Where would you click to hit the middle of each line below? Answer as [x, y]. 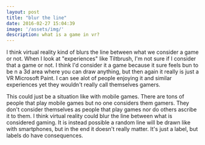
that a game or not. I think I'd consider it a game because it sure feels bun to [102, 65]
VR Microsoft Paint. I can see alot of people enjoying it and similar [89, 78]
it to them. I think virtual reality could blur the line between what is [89, 116]
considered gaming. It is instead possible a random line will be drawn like [99, 122]
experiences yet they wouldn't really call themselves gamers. [84, 85]
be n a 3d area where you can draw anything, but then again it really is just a [102, 72]
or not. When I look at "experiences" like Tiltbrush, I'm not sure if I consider [101, 59]
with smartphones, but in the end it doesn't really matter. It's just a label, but [102, 129]
